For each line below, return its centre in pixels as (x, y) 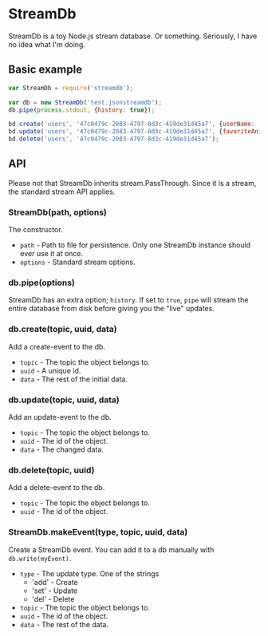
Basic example (45, 70)
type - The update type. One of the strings (89, 573)
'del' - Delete (53, 598)
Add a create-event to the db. (57, 346)
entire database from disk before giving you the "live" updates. (112, 309)
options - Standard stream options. (77, 262)
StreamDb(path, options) (58, 212)
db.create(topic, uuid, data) (63, 330)
